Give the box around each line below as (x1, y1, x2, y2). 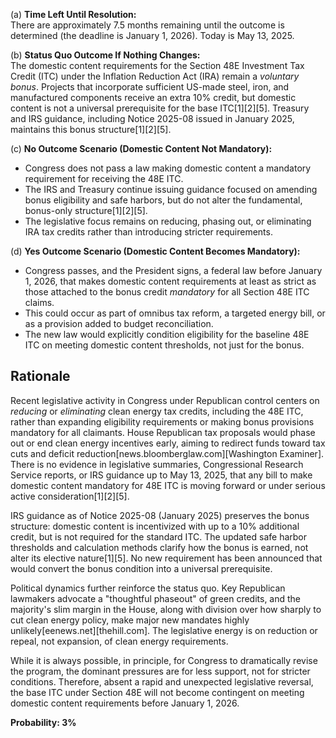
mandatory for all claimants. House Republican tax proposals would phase (10, 426, 316, 438)
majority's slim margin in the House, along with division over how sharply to (10, 603, 322, 615)
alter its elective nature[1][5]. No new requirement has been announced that (10, 552, 323, 564)
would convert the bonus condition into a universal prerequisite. (10, 562, 273, 574)
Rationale (10, 368, 71, 385)
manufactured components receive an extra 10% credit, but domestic (10, 92, 297, 103)
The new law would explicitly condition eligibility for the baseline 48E (24, 329, 310, 340)
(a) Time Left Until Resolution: (10, 9, 137, 20)
